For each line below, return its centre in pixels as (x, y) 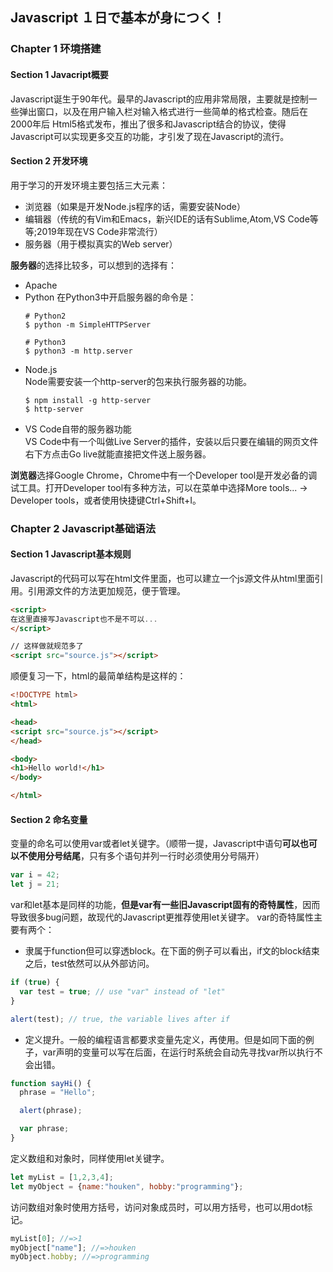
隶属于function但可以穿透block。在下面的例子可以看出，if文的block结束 (172, 951)
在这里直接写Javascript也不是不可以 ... (84, 619)
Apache (41, 285)
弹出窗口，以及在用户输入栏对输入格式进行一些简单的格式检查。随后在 (163, 111)
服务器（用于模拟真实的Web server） (101, 244)
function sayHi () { (51, 1083)
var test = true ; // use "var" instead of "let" (122, 991)
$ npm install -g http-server (88, 400)
